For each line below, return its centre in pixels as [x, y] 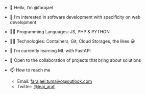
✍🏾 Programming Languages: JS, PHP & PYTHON [60, 32]
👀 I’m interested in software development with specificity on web [75, 17]
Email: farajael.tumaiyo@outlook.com [54, 81]
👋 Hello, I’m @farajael [31, 8]
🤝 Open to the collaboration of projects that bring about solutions [75, 60]
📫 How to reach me [30, 70]
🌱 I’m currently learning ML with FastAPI [50, 51]
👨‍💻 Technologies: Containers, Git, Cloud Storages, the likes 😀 [72, 41]
